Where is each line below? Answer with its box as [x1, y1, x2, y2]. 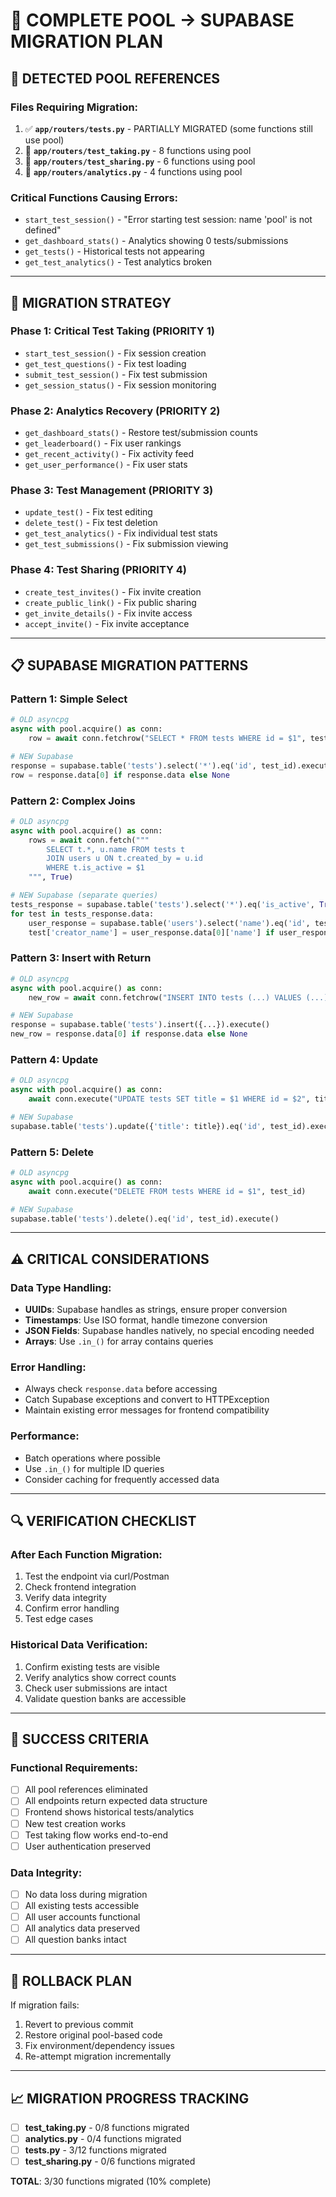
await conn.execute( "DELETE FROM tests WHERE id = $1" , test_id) [28, 1186, 307, 1196]
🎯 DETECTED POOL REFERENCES [10, 70, 220, 87]
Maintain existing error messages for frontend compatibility [24, 1404, 270, 1416]
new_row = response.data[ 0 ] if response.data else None [10, 1029, 248, 1039]
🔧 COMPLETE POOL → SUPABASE [10, 9, 295, 32]
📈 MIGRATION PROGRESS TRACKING [10, 2090, 250, 2107]
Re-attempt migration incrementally [24, 2050, 172, 2063]
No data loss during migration [24, 1889, 148, 1900]
